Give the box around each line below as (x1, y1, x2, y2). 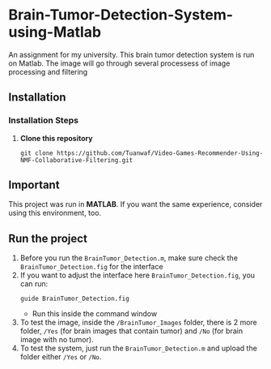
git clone (19, 148, 54, 157)
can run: (19, 279, 49, 289)
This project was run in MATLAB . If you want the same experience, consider (8, 200, 263, 209)
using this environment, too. (8, 208, 102, 218)
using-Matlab (8, 23, 102, 41)
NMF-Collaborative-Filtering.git (19, 156, 133, 164)
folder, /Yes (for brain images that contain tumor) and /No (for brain (19, 326, 243, 336)
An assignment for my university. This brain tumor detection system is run (8, 49, 255, 59)
